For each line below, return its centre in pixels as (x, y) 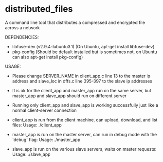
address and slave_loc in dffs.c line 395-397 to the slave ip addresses (82, 81)
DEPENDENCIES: (22, 37)
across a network (22, 27)
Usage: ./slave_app (31, 154)
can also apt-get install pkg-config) (47, 57)
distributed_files (39, 9)
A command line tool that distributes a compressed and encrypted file (75, 22)
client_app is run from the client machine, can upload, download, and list (85, 120)
